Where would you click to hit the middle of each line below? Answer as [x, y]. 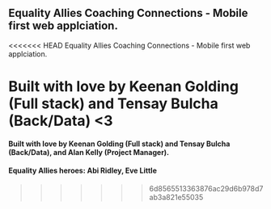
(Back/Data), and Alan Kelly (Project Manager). [89, 152]
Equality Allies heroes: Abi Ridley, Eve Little [83, 171]
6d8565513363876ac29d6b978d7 [206, 188]
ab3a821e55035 [176, 197]
